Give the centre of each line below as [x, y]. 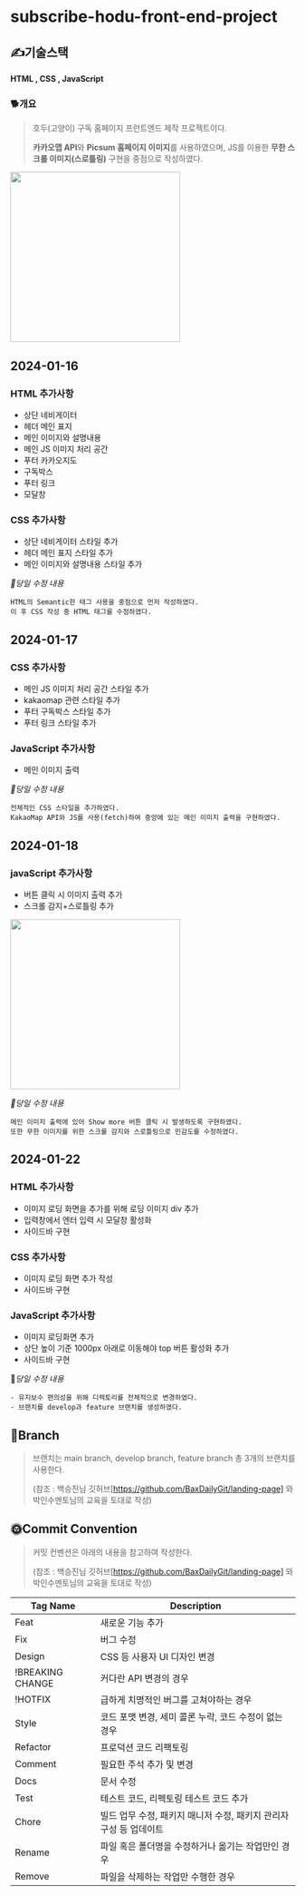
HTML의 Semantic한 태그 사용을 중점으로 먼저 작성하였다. [105, 602]
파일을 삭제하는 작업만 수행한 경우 [167, 1877]
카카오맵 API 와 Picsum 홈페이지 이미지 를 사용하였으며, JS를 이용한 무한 [159, 148]
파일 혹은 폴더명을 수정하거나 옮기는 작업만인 [190, 1846]
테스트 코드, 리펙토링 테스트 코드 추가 [174, 1798]
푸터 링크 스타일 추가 [60, 722]
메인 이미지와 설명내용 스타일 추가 [83, 564]
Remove [32, 1876]
